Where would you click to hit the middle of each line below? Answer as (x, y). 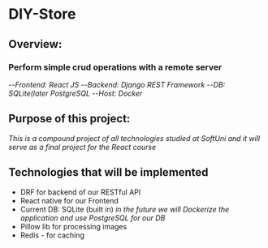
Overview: (35, 44)
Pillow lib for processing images (73, 226)
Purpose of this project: (69, 119)
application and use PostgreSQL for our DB (93, 218)
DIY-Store (42, 14)
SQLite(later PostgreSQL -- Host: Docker (76, 93)
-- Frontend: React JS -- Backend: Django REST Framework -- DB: (117, 84)
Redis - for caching (52, 235)
